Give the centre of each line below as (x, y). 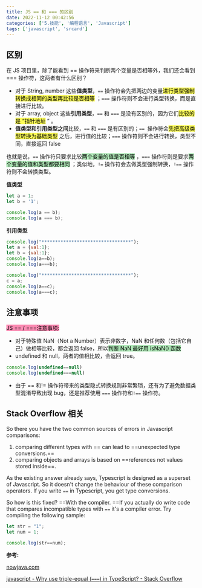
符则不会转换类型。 (30, 172)
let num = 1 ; (23, 532)
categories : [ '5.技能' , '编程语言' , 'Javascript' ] (69, 23)
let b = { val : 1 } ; (28, 253)
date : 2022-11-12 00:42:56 (40, 18)
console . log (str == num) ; (36, 543)
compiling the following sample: (46, 515)
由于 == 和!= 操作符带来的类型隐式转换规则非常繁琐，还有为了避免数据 (103, 385)
